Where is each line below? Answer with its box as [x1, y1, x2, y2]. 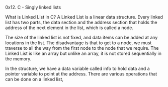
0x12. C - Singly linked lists [5, 5, 61, 10]
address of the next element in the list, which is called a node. [5, 25, 133, 31]
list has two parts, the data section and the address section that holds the [5, 20, 157, 25]
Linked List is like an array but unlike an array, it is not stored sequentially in [5, 50, 162, 56]
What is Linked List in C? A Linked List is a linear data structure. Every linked [5, 14, 163, 20]
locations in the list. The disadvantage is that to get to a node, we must [5, 40, 152, 46]
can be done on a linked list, [5, 76, 64, 82]
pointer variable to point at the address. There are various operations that [5, 71, 157, 77]
